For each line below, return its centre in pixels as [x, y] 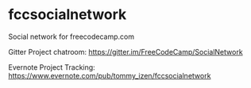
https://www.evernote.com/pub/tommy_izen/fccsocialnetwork [110, 75]
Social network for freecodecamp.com [71, 36]
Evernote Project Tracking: [52, 67]
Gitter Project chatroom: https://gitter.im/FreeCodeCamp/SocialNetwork [126, 52]
